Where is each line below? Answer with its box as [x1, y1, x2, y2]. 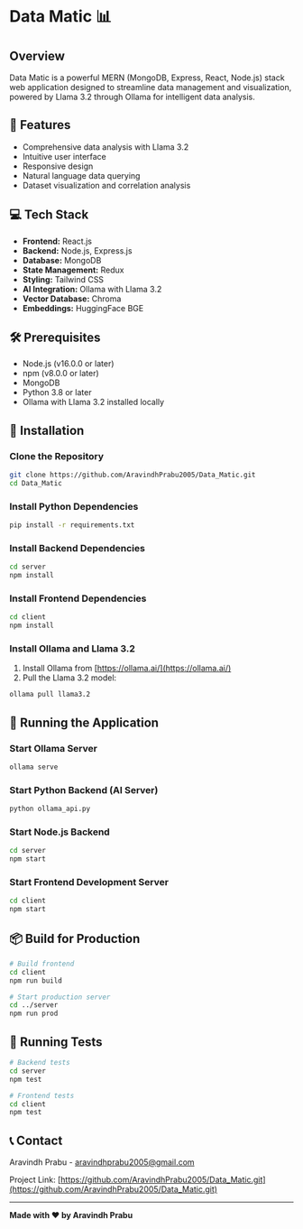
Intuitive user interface [22, 151, 106, 162]
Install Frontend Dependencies [9, 592, 147, 605]
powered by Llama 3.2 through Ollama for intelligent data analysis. [9, 91, 255, 102]
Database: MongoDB [22, 254, 102, 265]
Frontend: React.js [22, 236, 93, 246]
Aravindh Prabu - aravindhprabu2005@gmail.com [9, 1157, 196, 1168]
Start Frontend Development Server [9, 876, 170, 889]
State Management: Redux [22, 264, 124, 275]
